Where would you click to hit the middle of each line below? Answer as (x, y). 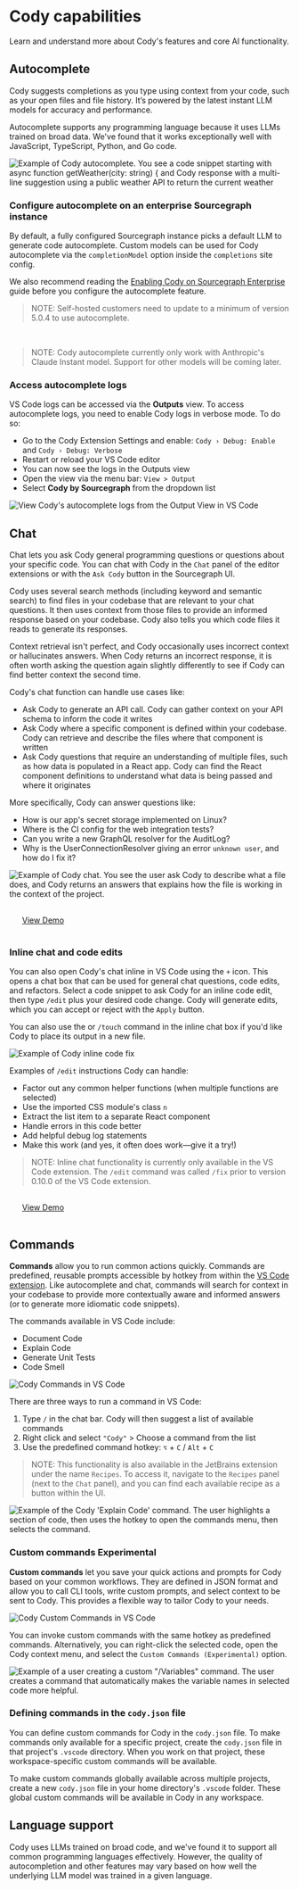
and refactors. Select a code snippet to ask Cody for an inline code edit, (141, 991)
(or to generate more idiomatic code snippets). (95, 1304)
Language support (61, 1825)
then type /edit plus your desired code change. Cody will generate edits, (144, 1000)
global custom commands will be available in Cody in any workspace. (137, 1797)
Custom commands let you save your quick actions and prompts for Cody (145, 1571)
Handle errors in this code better (82, 1126)
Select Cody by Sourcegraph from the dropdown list (119, 488)
